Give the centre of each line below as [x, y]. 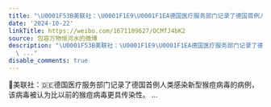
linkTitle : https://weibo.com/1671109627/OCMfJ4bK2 [97, 31]
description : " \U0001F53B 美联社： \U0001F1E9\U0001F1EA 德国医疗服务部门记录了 [133, 46]
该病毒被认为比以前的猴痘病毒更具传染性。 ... [83, 94]
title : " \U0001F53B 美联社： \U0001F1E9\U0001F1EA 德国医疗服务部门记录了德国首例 [134, 16]
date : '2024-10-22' [41, 23]
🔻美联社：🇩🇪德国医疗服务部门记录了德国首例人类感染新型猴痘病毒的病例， [133, 84]
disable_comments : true [48, 61]
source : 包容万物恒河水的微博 [53, 38]
